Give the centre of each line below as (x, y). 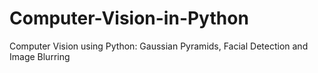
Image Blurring (40, 56)
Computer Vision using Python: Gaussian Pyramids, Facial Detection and (159, 46)
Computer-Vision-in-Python (129, 18)
